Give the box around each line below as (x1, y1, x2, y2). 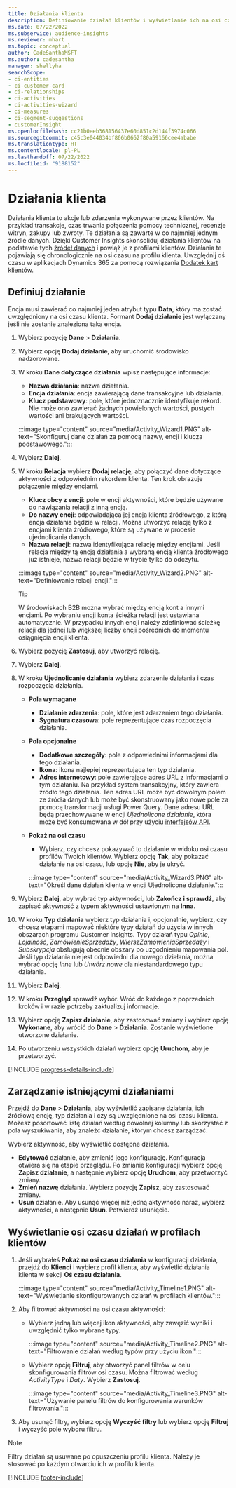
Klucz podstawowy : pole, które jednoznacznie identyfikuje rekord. (28, 396, 222, 405)
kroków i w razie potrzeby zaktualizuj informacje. (18, 1002, 160, 1010)
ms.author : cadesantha (8, 56, 74, 63)
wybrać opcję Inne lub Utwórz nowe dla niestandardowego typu (18, 960, 204, 968)
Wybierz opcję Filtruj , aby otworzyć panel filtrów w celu (28, 1361, 191, 1369)
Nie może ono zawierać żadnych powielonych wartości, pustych (28, 404, 215, 412)
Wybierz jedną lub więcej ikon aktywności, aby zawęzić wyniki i (28, 1319, 213, 1327)
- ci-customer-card (8, 82, 65, 89)
